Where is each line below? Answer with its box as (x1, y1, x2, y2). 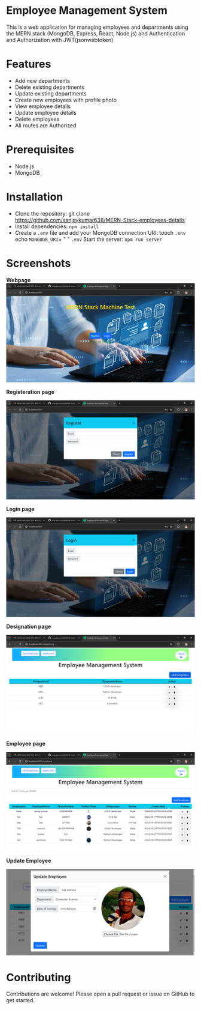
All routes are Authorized (14, 121, 77, 129)
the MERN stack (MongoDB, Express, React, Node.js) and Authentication (6, 29, 185, 37)
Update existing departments (14, 89, 87, 97)
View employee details (14, 103, 71, 110)
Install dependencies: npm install (14, 223, 99, 230)
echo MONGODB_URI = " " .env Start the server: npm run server (14, 235, 163, 243)
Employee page (6, 740, 46, 747)
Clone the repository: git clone (14, 210, 90, 217)
